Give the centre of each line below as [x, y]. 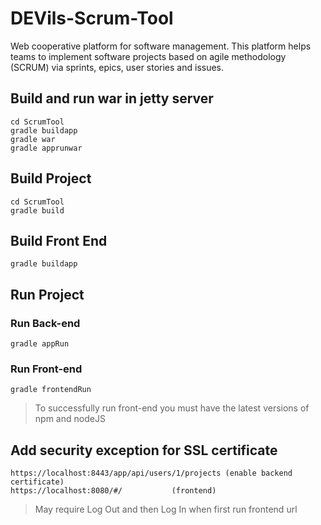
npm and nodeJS [70, 419]
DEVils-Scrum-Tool [92, 18]
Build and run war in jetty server [112, 98]
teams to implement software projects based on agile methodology [148, 56]
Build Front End [59, 240]
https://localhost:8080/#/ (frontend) [113, 491]
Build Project [51, 178]
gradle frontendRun [51, 390]
